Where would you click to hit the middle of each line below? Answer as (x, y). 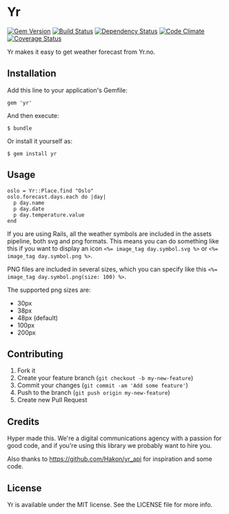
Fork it (26, 370)
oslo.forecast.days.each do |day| (57, 197)
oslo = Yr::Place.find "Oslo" (51, 190)
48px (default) (38, 317)
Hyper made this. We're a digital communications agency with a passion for (114, 438)
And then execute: (33, 115)
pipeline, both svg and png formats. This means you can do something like (113, 241)
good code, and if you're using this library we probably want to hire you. (110, 446)
